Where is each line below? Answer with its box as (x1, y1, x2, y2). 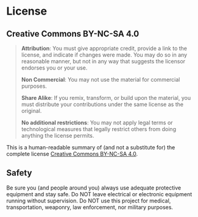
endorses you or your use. (21, 64, 88, 71)
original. (21, 107, 42, 114)
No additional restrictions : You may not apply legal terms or (21, 119, 173, 126)
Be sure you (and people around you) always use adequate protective (6, 184, 182, 191)
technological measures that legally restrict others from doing (21, 126, 177, 132)
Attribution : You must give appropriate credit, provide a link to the (21, 44, 188, 52)
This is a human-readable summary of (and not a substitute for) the (6, 144, 175, 151)
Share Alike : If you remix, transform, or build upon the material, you (21, 94, 191, 101)
